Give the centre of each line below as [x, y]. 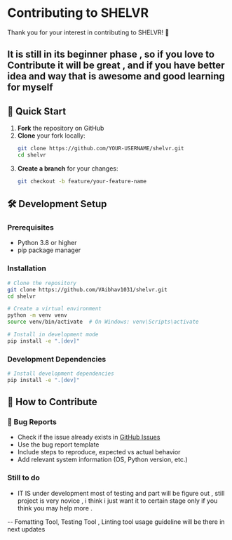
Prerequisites [30, 228]
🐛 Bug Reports [32, 422]
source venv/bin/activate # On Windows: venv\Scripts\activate [103, 322]
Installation [27, 268]
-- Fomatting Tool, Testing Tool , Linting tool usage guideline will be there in [116, 522]
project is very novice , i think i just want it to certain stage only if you [117, 501]
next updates [26, 529]
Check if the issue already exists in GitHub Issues [89, 437]
